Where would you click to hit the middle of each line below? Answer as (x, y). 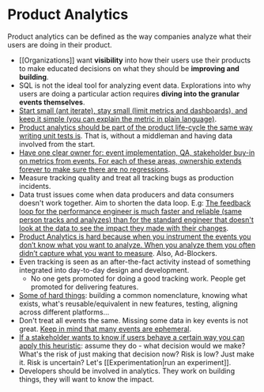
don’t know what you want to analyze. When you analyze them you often (137, 245)
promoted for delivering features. (85, 287)
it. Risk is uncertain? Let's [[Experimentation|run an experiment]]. (125, 362)
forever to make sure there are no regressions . (94, 169)
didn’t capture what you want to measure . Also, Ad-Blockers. (118, 253)
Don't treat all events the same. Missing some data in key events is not (133, 320)
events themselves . (52, 102)
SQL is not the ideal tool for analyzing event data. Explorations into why (135, 85)
